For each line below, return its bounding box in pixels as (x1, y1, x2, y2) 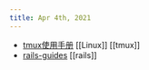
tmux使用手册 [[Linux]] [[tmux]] (22, 39, 141, 50)
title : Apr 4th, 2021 (9, 13, 92, 23)
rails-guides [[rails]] (22, 49, 97, 60)
